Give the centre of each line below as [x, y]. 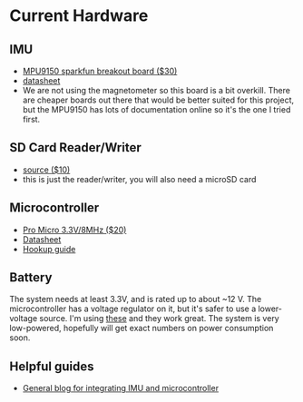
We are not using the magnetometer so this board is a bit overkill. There [156, 90]
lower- [270, 309]
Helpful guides [52, 366]
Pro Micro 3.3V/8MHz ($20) [74, 230]
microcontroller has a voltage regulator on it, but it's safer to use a [133, 309]
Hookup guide [49, 249]
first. [31, 119]
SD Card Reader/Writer [76, 147]
